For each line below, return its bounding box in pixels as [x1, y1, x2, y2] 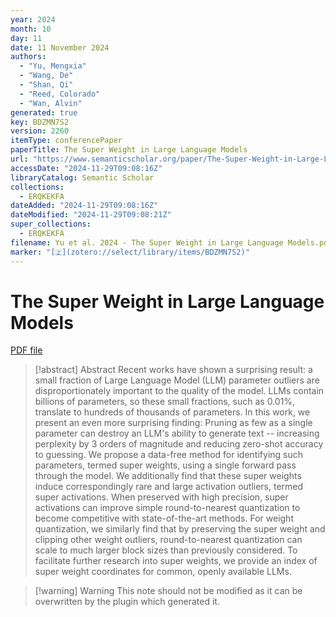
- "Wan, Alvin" [19, 98, 83, 108]
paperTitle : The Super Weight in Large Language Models [10, 145, 248, 155]
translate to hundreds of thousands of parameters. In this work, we [34, 406, 311, 418]
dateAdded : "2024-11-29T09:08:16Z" [10, 201, 159, 211]
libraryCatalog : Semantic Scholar [10, 172, 155, 183]
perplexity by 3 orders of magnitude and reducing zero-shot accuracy [34, 438, 324, 450]
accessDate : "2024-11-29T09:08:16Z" [10, 163, 163, 173]
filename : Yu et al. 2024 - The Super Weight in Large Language [10, 237, 284, 248]
